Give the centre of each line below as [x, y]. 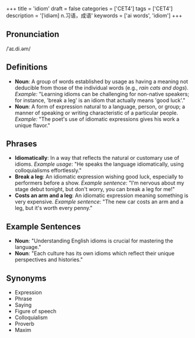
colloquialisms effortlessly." [48, 170]
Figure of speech [35, 311]
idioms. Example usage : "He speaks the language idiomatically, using [99, 164]
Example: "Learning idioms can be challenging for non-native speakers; [102, 94]
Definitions [27, 67]
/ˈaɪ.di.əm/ [18, 48]
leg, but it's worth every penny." [53, 208]
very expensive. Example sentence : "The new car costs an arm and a [99, 202]
